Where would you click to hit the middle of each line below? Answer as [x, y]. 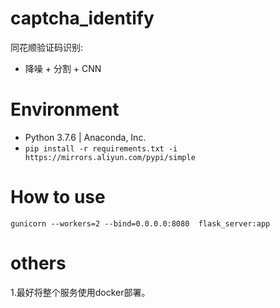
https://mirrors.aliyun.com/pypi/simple [110, 157]
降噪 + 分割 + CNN [63, 68]
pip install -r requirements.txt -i [101, 148]
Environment [65, 109]
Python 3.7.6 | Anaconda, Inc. [85, 137]
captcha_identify [82, 18]
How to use [58, 197]
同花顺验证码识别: [47, 47]
